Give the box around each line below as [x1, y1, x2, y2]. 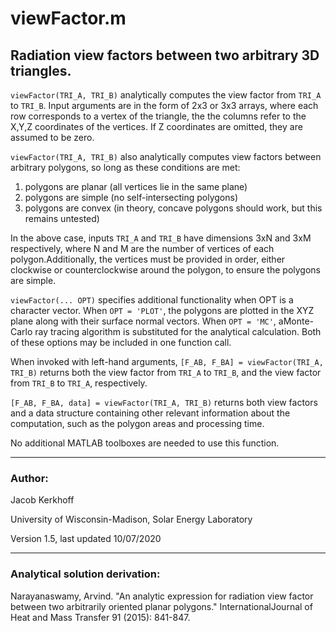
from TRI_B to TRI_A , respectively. [10, 377, 148, 389]
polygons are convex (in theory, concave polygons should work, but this [24, 202, 323, 214]
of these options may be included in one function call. [10, 337, 232, 348]
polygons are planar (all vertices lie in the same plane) [24, 181, 248, 192]
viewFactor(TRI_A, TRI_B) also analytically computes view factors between [10, 151, 322, 162]
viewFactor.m [10, 7, 127, 30]
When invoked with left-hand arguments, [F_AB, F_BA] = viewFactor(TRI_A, [10, 356, 324, 367]
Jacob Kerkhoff [10, 494, 75, 506]
